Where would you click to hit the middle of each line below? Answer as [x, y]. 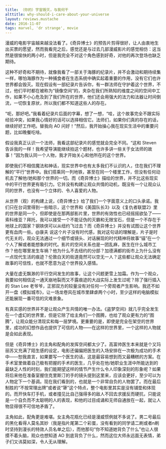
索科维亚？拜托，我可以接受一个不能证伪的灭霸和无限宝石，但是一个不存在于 [83, 220]
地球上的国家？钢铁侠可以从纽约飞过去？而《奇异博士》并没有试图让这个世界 [83, 226]
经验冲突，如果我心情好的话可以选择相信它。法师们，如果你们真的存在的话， [83, 120]
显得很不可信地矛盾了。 [33, 406]
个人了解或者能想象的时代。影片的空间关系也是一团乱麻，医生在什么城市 [79, 245]
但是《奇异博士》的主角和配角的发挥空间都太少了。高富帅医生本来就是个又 [81, 344]
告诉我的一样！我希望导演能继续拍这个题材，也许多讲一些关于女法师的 [77, 149]
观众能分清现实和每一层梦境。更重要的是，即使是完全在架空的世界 [87, 321]
